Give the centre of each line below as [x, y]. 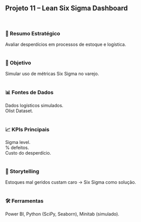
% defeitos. [17, 147]
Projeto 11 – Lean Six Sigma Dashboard [67, 8]
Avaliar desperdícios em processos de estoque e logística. [66, 44]
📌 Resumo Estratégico [33, 33]
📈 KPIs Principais [27, 129]
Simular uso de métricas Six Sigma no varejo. [52, 74]
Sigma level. [18, 142]
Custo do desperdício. [28, 153]
